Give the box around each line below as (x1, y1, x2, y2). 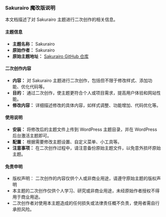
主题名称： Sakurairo (12, 41, 55, 47)
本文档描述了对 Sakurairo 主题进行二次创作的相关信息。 (5, 16, 118, 23)
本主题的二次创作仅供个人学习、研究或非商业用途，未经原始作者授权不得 (12, 188, 160, 194)
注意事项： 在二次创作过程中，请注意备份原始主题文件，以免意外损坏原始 (12, 145, 161, 151)
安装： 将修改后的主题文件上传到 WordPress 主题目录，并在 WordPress (12, 126, 157, 132)
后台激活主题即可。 (12, 132, 52, 138)
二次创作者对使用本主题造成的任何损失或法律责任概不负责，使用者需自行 (12, 200, 160, 206)
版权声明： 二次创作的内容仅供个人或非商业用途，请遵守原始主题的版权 (12, 175, 157, 181)
